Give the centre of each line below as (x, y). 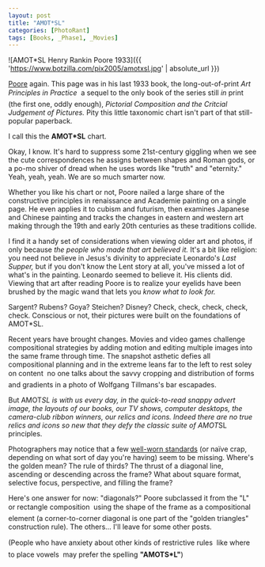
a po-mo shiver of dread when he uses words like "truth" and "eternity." (125, 169)
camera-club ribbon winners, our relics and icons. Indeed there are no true (131, 417)
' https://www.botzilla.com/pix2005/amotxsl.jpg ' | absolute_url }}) (114, 69)
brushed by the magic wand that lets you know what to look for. (112, 292)
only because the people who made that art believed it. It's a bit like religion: (133, 249)
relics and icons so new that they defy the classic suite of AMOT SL (117, 425)
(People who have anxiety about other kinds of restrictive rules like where (129, 542)
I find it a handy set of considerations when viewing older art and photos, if (131, 242)
